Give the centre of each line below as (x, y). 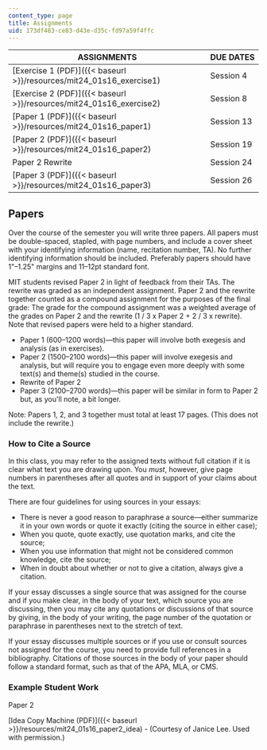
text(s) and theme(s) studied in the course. (90, 374)
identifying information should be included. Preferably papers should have (130, 258)
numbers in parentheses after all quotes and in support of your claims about (133, 478)
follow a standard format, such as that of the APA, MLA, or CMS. (113, 667)
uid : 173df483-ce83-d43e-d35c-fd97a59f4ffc (81, 30)
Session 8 (229, 99)
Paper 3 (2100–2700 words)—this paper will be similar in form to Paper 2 (139, 391)
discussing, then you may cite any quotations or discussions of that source (131, 609)
